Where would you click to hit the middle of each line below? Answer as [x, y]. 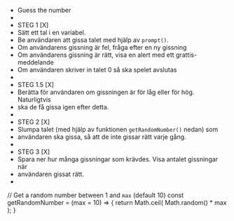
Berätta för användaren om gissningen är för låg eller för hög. [106, 92]
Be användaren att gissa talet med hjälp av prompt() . [93, 40]
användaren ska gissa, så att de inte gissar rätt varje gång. [102, 137]
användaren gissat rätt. [50, 174]
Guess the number [44, 10]
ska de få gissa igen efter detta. [63, 107]
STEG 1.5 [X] [36, 85]
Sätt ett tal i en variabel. [51, 32]
